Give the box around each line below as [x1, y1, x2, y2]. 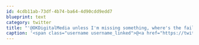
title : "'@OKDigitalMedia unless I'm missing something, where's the [6, 25, 182, 31]
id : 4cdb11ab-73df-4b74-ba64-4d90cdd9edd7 [6, 8, 113, 15]
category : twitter [6, 19, 52, 25]
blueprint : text [6, 14, 46, 20]
